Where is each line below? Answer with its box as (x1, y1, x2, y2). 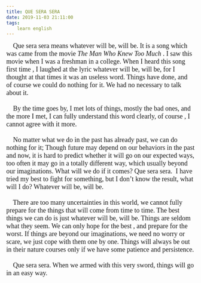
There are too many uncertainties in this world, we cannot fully (13, 198, 183, 207)
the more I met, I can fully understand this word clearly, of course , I (6, 112, 190, 121)
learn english (17, 25, 52, 32)
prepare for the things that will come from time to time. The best (6, 207, 180, 215)
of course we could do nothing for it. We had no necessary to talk (6, 81, 182, 90)
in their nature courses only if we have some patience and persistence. (6, 245, 194, 254)
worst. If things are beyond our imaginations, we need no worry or (6, 230, 185, 238)
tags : (6, 20, 20, 26)
